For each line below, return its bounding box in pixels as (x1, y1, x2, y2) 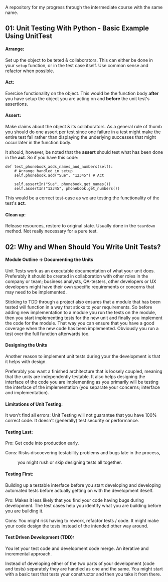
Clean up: (5, 211, 26, 217)
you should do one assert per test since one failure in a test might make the (5, 129, 161, 135)
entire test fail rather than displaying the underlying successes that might (5, 134, 156, 140)
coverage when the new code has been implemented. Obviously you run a (5, 325, 159, 331)
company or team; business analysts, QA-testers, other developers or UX (5, 278, 156, 284)
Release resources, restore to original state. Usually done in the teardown (5, 223, 155, 229)
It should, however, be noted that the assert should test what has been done (5, 149, 163, 155)
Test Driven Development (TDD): (5, 534, 75, 540)
